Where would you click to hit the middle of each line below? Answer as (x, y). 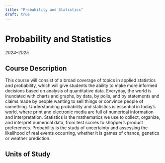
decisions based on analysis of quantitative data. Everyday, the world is (78, 91)
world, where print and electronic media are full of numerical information (80, 112)
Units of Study (28, 154)
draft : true (17, 14)
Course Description (36, 68)
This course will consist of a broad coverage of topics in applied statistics (81, 81)
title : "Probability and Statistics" (44, 10)
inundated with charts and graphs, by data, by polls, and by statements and (82, 96)
